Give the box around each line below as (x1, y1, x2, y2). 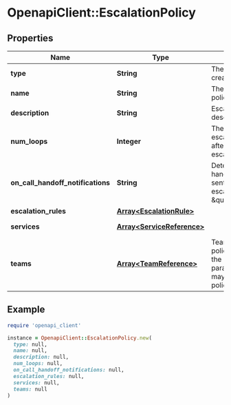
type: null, (13, 341, 48, 348)
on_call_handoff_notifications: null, (13, 366, 125, 373)
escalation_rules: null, (13, 373, 85, 380)
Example (7, 304, 45, 315)
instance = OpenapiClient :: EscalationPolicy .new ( (7, 334, 153, 342)
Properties (7, 32, 54, 44)
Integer (116, 136, 141, 146)
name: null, (13, 347, 48, 354)
